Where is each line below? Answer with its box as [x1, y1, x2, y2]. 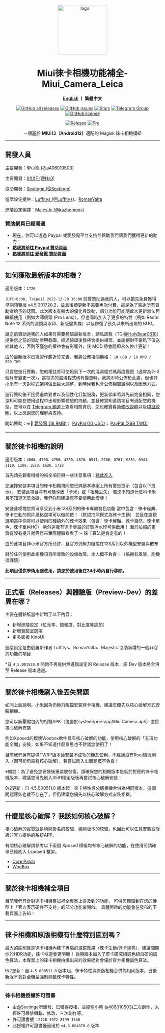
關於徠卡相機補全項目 [5, 884, 70, 892]
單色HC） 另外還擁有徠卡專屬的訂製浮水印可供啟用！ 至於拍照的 [22, 524, 152, 530]
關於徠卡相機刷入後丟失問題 [5, 688, 89, 696]
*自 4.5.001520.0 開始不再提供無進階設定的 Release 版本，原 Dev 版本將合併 [5, 661, 160, 667]
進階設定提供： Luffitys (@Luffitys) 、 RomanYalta [5, 196, 102, 202]
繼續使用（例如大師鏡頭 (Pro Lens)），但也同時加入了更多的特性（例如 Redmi [5, 314, 160, 320]
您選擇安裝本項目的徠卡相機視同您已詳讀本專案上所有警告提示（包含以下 [5, 482, 151, 488]
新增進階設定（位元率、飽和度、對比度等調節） [12, 622, 107, 628]
